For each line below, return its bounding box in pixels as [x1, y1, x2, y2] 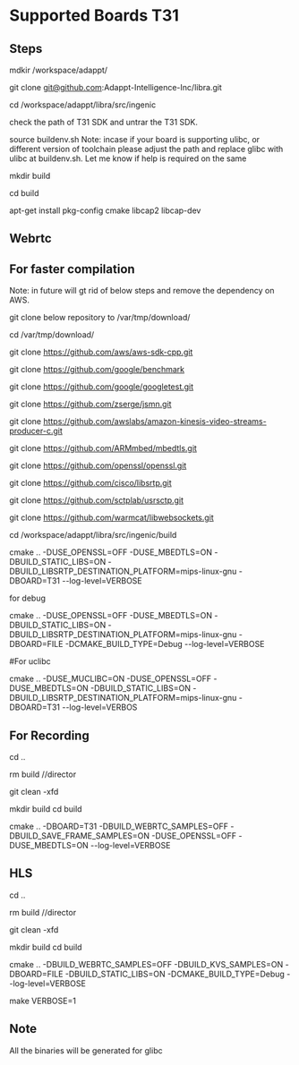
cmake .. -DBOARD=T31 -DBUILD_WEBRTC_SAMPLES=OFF [9, 821, 229, 832]
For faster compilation [9, 261, 136, 277]
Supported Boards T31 [9, 5, 179, 26]
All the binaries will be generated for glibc [9, 1044, 163, 1056]
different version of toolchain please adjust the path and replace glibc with [9, 144, 284, 154]
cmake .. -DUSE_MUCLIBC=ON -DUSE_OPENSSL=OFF [9, 673, 212, 685]
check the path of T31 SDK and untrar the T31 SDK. [9, 117, 199, 127]
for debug [9, 592, 47, 604]
